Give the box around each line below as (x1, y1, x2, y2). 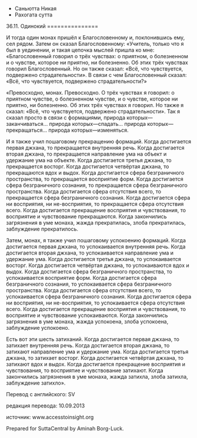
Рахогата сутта (14, 11, 53, 18)
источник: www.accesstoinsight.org (6, 414, 94, 420)
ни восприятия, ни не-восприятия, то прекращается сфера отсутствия (6, 200, 184, 208)
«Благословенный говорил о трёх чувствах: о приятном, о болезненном (6, 53, 188, 59)
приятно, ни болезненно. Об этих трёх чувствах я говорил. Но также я (6, 102, 184, 108)
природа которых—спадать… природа (49, 121, 146, 127)
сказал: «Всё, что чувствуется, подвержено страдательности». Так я (6, 108, 181, 115)
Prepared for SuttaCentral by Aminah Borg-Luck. (6, 425, 125, 432)
